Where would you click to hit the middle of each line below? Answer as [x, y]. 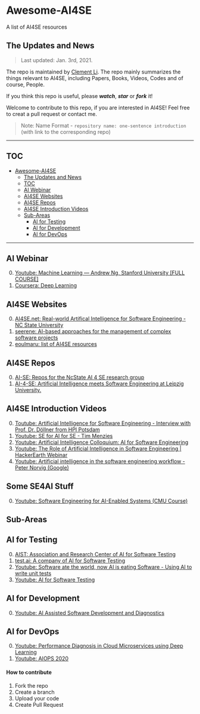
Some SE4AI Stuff [40, 487]
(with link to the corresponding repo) [66, 131]
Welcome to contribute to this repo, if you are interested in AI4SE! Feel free [98, 108]
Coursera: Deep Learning [46, 286]
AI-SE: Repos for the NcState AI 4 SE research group [79, 377]
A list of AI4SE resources [37, 27]
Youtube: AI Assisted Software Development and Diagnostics [90, 612]
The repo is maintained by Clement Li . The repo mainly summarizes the [93, 72]
